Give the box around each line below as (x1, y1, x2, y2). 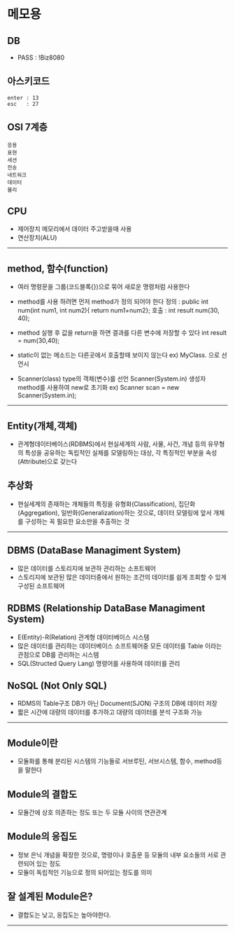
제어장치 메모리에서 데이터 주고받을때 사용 (17, 225, 132, 233)
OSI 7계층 (7, 121, 48, 133)
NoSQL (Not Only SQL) (7, 679, 107, 691)
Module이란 (7, 737, 58, 749)
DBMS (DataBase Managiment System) (7, 545, 181, 557)
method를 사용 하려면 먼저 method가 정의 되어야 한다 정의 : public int (17, 297, 208, 306)
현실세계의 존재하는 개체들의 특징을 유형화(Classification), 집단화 (17, 499, 196, 508)
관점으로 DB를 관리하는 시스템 (17, 650, 99, 659)
